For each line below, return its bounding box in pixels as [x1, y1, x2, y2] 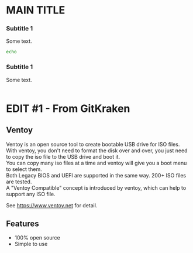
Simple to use [14, 241, 48, 248]
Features [6, 219, 39, 229]
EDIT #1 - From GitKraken [6, 102, 130, 115]
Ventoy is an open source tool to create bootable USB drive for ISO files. [6, 141, 180, 148]
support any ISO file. [6, 190, 56, 197]
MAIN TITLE [6, 4, 66, 17]
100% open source [14, 234, 60, 241]
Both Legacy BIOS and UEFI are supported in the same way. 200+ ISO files [6, 172, 187, 179]
